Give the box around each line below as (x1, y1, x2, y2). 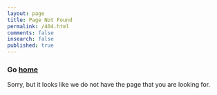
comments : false (7, 29, 54, 36)
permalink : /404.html (7, 23, 70, 30)
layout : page (7, 10, 45, 17)
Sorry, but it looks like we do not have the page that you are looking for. (7, 81, 211, 89)
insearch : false (7, 36, 54, 43)
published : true (7, 42, 54, 49)
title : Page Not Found (7, 17, 73, 23)
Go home (7, 65, 39, 74)
